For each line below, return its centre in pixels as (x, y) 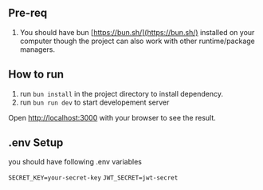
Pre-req (28, 13)
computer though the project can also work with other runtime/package (137, 41)
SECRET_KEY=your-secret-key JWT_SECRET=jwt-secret (93, 178)
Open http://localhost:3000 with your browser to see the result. (112, 117)
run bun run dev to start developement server (94, 102)
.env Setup (36, 143)
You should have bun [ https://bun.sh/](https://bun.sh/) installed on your (137, 32)
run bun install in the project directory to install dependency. (121, 93)
